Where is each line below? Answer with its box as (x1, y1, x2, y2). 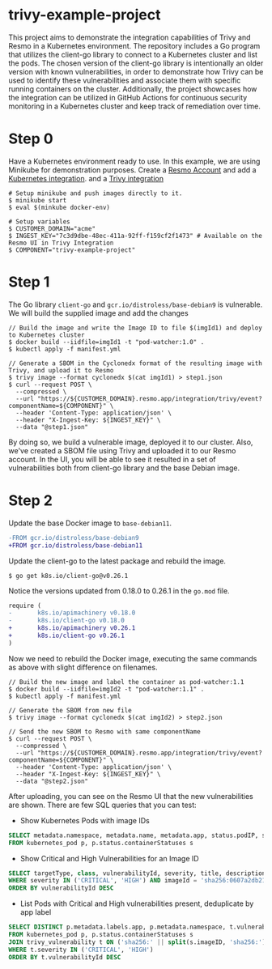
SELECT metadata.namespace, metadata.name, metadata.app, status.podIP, (8, 831, 259, 839)
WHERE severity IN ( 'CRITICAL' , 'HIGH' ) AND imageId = (8, 877, 198, 885)
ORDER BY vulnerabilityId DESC (8, 884, 114, 892)
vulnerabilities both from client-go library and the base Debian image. (8, 463, 240, 473)
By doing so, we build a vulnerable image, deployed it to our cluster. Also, (8, 437, 253, 447)
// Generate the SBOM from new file (8, 706, 132, 714)
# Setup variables (8, 217, 70, 226)
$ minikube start (8, 196, 67, 204)
